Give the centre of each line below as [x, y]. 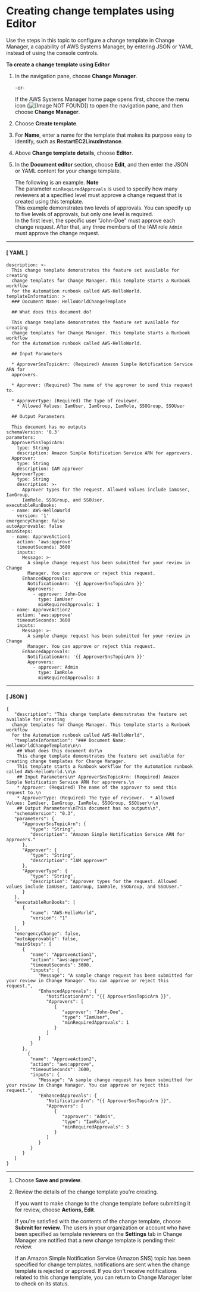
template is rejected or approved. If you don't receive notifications [96, 1271]
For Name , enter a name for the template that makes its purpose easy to [103, 135]
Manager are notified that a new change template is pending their [95, 1241]
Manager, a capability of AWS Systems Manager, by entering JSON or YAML [100, 47]
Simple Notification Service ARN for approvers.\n [70, 782]
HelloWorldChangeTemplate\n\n [44, 746]
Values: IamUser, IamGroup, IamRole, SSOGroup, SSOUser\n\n [82, 803]
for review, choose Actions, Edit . [55, 1210]
